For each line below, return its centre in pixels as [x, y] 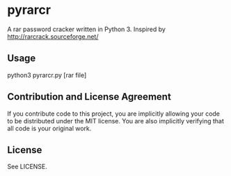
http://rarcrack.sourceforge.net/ [53, 36]
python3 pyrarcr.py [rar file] [47, 75]
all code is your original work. [49, 128]
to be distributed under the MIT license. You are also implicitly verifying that [116, 121]
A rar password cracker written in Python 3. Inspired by [86, 29]
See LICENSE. [27, 167]
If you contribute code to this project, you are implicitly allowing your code [114, 114]
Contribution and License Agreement [89, 97]
